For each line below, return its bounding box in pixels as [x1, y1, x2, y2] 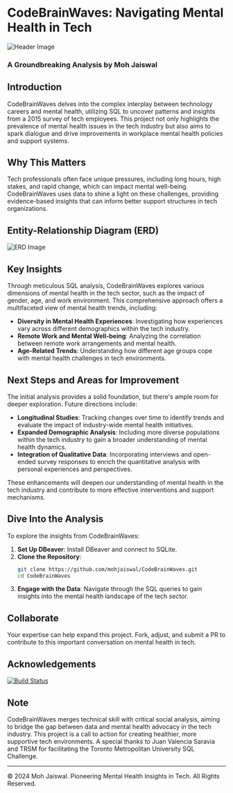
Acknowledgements [7, 658, 96, 670]
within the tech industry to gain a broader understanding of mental [17, 435, 207, 443]
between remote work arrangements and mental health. [17, 339, 177, 348]
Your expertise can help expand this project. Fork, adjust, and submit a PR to [7, 631, 226, 639]
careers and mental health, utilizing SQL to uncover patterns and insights [7, 107, 216, 115]
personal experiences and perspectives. [17, 465, 132, 473]
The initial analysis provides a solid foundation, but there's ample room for [7, 392, 219, 400]
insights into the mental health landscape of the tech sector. [17, 592, 189, 601]
